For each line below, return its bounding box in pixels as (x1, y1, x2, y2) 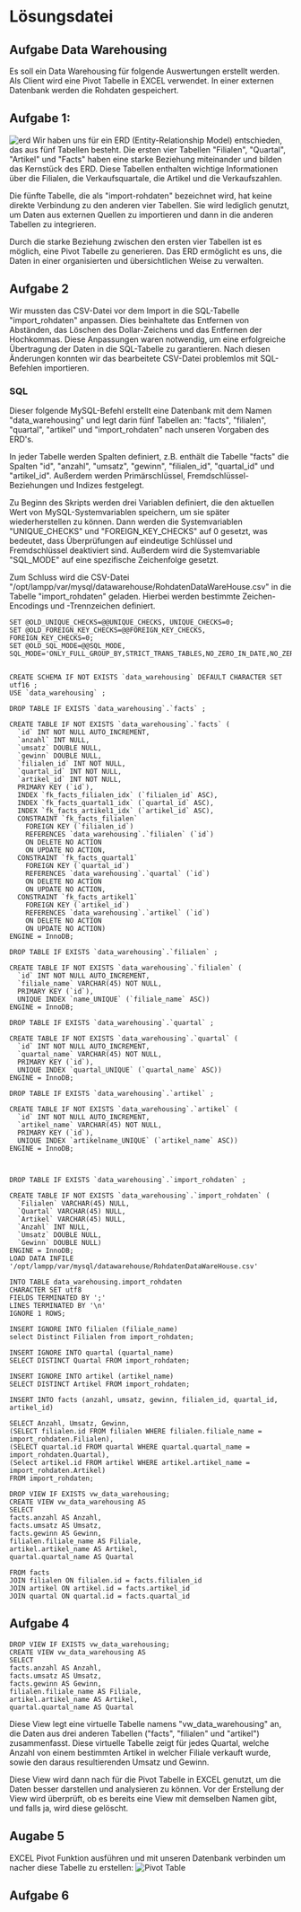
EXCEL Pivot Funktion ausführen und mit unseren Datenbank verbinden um (9, 1852, 287, 1864)
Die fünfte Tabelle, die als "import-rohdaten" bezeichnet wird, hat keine (9, 190, 272, 201)
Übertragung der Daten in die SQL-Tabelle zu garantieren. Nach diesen (9, 343, 271, 354)
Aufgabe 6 (9, 1888, 70, 1903)
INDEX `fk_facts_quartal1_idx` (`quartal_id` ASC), (17, 798, 215, 807)
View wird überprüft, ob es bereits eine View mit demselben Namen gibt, (9, 1793, 278, 1803)
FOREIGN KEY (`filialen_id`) (25, 821, 134, 831)
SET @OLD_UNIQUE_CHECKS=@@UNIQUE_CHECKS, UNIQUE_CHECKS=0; (9, 618, 235, 627)
